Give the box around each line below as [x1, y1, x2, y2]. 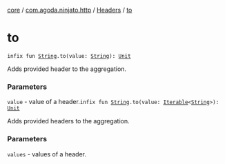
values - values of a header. [7, 150, 87, 158]
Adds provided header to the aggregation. [7, 65, 126, 73]
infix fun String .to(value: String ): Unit [7, 52, 131, 59]
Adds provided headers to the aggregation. [7, 117, 130, 125]
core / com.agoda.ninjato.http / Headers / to [7, 6, 133, 14]
